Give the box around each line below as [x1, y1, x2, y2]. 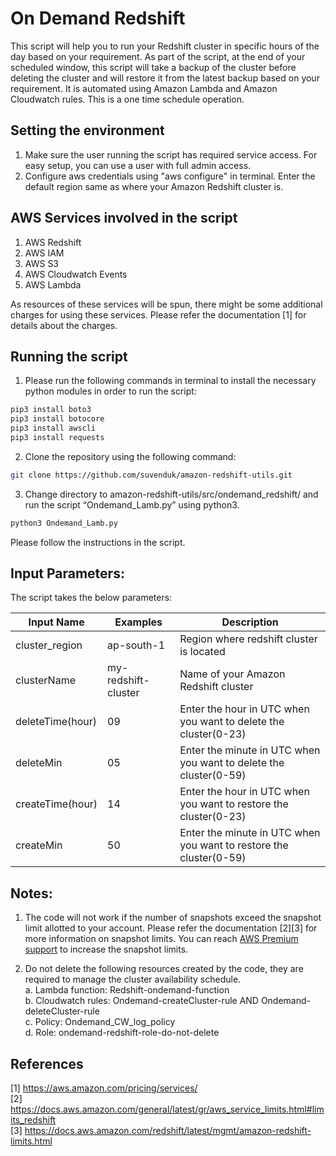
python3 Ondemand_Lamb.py [10, 518, 118, 528]
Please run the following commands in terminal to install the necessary [24, 375, 317, 387]
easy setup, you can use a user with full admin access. [24, 159, 252, 171]
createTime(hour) [15, 797, 98, 811]
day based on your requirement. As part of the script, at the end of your [10, 50, 306, 62]
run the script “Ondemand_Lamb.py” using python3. [24, 498, 240, 511]
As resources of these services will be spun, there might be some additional [10, 298, 323, 310]
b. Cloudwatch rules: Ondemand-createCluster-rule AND [24, 995, 259, 1007]
